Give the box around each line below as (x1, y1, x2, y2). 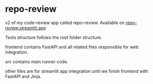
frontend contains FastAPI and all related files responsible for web (5, 44, 139, 50)
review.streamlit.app (5, 25, 46, 30)
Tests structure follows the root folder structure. (5, 34, 102, 40)
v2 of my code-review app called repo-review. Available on (5, 20, 125, 26)
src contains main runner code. (5, 58, 68, 64)
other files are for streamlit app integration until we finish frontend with (5, 68, 149, 74)
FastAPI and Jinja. (5, 73, 42, 79)
